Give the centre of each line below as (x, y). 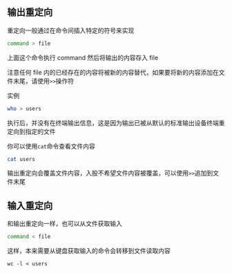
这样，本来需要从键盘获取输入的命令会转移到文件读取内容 (89, 251)
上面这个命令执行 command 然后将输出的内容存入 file (83, 57)
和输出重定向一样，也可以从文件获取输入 (65, 224)
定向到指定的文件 (31, 131)
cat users (21, 159)
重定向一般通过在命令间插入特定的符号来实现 (71, 30)
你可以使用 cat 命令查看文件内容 (51, 146)
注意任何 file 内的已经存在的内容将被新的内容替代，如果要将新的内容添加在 (113, 72)
